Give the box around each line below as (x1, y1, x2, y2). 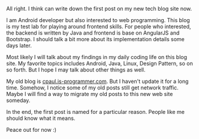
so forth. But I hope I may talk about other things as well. (6, 66, 146, 73)
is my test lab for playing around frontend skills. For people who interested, (6, 23, 191, 30)
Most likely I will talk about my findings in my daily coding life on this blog (6, 54, 188, 60)
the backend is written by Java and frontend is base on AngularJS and (6, 29, 180, 36)
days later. (6, 42, 32, 49)
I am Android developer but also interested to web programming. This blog (6, 17, 190, 23)
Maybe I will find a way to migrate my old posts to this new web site (6, 91, 173, 97)
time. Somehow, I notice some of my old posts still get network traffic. (6, 84, 179, 91)
